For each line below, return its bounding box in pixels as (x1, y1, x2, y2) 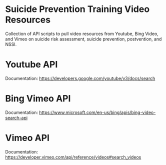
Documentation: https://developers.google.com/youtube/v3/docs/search (5, 75, 155, 81)
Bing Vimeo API (5, 93, 71, 104)
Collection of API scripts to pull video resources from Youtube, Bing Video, (5, 30, 158, 36)
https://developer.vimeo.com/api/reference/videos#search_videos (5, 154, 141, 160)
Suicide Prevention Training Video (5, 3, 150, 15)
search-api (5, 114, 28, 120)
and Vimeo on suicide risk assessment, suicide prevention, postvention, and (5, 36, 162, 42)
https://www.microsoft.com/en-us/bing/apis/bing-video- (39, 109, 156, 115)
